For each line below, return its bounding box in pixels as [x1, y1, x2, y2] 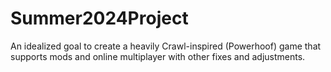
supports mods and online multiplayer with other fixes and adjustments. [10, 50, 306, 62]
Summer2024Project [10, 7, 189, 30]
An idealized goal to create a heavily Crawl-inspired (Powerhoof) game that [10, 40, 322, 52]
